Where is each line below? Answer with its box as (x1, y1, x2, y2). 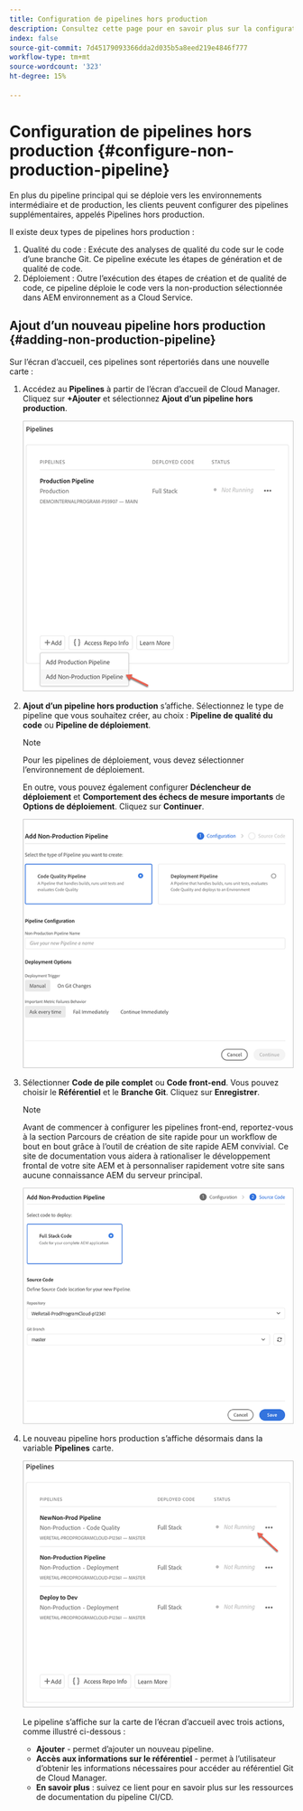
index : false (9, 33, 59, 42)
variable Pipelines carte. (22, 1442, 115, 1453)
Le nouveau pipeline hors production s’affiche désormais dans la (22, 1432, 263, 1443)
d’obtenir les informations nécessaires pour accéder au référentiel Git (35, 1763, 294, 1774)
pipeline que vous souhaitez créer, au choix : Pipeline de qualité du (22, 709, 273, 720)
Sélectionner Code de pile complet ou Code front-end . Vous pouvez (22, 1077, 280, 1088)
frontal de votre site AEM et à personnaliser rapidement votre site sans (22, 1160, 286, 1171)
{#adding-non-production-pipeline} (9, 333, 216, 348)
